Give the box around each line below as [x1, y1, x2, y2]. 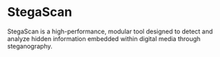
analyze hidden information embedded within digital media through [7, 34, 201, 42]
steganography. [7, 42, 53, 50]
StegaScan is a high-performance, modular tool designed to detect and [7, 27, 214, 35]
